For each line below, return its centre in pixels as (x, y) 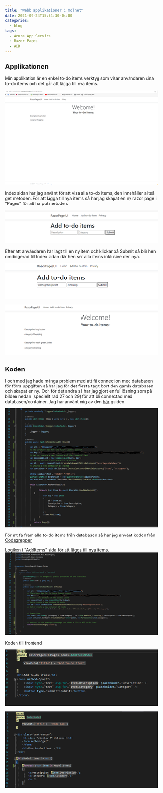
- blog (16, 26)
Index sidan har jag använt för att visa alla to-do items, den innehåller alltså (80, 193)
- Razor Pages (24, 41)
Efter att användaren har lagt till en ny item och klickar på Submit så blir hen (81, 251)
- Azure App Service (30, 36)
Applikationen (27, 66)
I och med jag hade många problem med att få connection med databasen (79, 381)
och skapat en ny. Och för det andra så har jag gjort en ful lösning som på (79, 391)
